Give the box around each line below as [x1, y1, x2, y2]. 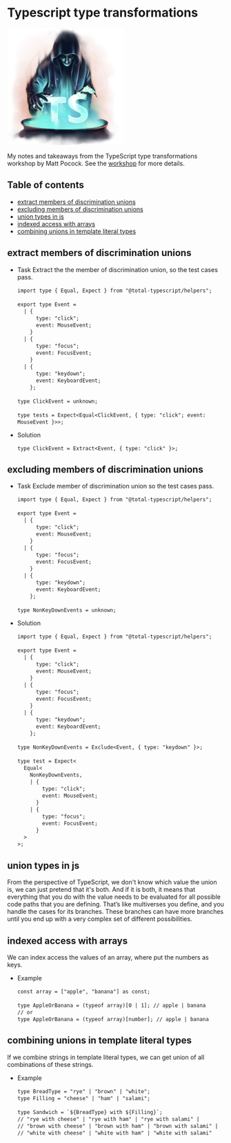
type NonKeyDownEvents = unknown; [17, 607, 117, 614]
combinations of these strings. [7, 1060, 94, 1068]
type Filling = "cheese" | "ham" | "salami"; [17, 1095, 150, 1101]
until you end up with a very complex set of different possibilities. [7, 915, 192, 923]
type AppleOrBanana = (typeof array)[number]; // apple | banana [17, 1016, 209, 1023]
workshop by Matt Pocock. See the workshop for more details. [7, 159, 185, 167]
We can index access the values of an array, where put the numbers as [7, 953, 209, 961]
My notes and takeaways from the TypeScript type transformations [7, 152, 198, 160]
